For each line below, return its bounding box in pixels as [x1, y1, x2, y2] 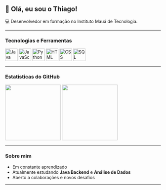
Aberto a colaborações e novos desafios [12, 174, 95, 180]
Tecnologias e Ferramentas [5, 37, 72, 44]
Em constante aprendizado [12, 164, 68, 170]
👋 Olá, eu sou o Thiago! [5, 5, 78, 13]
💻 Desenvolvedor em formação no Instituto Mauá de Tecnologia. [5, 18, 138, 24]
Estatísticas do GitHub [5, 74, 60, 80]
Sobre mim [5, 152, 32, 159]
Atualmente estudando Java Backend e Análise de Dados [12, 169, 131, 175]
